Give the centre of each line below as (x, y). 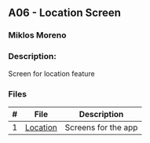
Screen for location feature (52, 73)
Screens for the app (101, 127)
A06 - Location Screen (65, 13)
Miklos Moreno (37, 35)
